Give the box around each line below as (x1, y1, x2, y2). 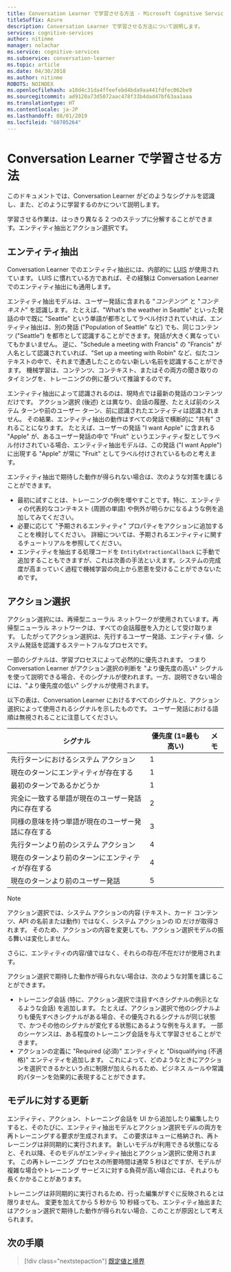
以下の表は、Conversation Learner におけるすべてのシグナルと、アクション (7, 696, 220, 704)
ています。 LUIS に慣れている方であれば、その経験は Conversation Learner (7, 274, 219, 282)
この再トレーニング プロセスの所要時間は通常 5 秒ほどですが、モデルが (20, 1157, 222, 1165)
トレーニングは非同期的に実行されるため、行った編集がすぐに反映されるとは (7, 1189, 224, 1198)
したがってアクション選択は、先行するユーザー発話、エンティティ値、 (20, 633, 218, 641)
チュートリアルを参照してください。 (23, 539, 126, 547)
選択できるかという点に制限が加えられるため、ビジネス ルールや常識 (29, 1064, 224, 1072)
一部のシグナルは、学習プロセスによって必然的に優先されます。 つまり (7, 655, 207, 664)
